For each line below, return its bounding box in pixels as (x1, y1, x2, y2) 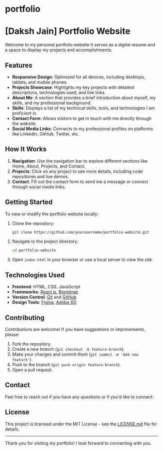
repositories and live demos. (12, 173, 69, 179)
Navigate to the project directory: (12, 239, 79, 244)
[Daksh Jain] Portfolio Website (5, 26, 130, 37)
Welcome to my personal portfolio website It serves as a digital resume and (5, 42, 155, 48)
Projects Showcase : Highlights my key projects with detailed (12, 84, 134, 90)
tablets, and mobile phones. (12, 79, 68, 85)
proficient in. (12, 110, 38, 116)
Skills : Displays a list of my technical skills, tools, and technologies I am (12, 105, 155, 111)
